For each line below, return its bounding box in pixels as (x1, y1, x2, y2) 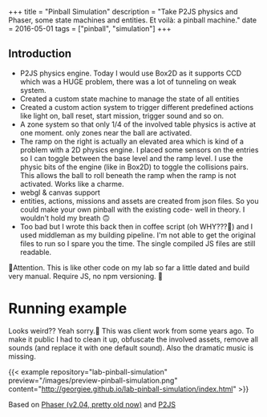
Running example (8, 300, 127, 318)
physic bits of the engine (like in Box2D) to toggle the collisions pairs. (19, 162, 249, 172)
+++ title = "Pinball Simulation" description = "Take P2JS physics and (8, 7, 238, 16)
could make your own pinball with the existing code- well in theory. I (19, 204, 245, 214)
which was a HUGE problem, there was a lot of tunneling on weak (19, 76, 237, 87)
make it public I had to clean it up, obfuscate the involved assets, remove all (8, 334, 259, 344)
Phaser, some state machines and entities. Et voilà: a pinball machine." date (8, 15, 257, 25)
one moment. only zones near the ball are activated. (19, 128, 192, 137)
